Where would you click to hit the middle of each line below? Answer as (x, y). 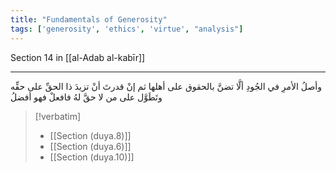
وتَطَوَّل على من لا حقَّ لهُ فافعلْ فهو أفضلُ (86, 97)
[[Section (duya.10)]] (92, 157)
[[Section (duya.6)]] (90, 146)
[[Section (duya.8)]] (90, 135)
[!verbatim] (58, 116)
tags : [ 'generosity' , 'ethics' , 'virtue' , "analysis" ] (127, 29)
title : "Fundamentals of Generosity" (89, 19)
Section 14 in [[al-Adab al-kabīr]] (78, 57)
